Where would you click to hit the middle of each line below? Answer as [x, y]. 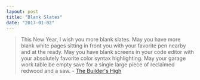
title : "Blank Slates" [34, 17]
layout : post [22, 12]
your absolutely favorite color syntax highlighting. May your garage [103, 58]
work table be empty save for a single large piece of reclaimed [98, 65]
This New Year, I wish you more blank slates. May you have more [101, 40]
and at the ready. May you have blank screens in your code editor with [107, 52]
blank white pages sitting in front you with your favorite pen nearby [103, 46]
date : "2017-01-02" [30, 23]
